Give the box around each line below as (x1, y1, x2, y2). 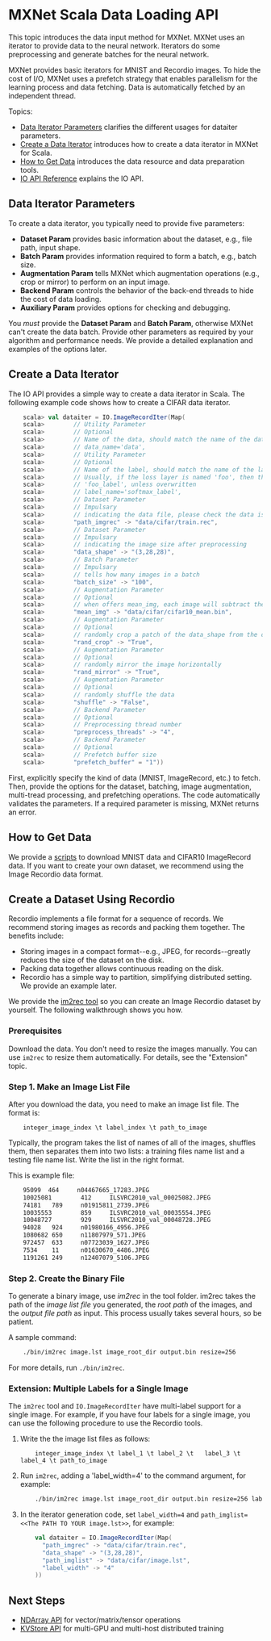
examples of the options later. (8, 344, 107, 354)
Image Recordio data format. (8, 869, 103, 879)
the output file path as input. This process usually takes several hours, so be (8, 1308, 262, 1317)
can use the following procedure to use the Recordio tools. (8, 1418, 203, 1428)
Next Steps (8, 1593, 65, 1607)
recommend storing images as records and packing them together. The (8, 923, 245, 932)
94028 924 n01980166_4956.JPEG (23, 1224, 150, 1232)
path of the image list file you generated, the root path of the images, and (8, 1300, 252, 1309)
